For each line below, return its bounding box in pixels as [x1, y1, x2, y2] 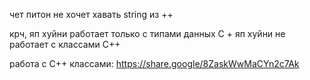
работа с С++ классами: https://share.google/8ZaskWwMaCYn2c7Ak [9, 58, 300, 69]
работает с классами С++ [9, 39, 121, 50]
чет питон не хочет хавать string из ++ [9, 9, 174, 20]
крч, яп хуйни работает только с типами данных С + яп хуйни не [9, 28, 286, 39]
